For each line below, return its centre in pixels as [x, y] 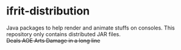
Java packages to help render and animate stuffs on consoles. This [90, 28]
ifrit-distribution [48, 11]
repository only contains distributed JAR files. [63, 34]
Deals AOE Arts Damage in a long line [53, 40]
